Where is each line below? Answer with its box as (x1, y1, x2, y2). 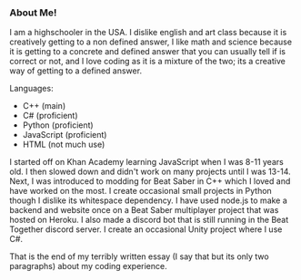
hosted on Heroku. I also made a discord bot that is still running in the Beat (9, 215, 289, 226)
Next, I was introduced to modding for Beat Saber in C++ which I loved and (9, 176, 291, 187)
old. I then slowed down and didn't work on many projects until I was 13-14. (9, 166, 291, 178)
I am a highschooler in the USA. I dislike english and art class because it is (9, 27, 287, 38)
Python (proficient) (22, 120, 94, 130)
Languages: (9, 83, 54, 94)
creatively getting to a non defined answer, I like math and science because (9, 36, 293, 47)
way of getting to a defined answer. (9, 65, 143, 76)
